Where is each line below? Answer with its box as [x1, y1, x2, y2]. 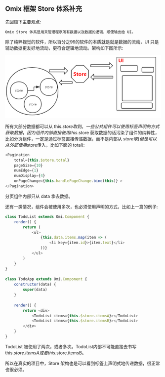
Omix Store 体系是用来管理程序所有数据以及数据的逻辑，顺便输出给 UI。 [5, 29, 136, 35]
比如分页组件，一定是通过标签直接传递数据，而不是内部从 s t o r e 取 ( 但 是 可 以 [5, 135, 157, 142]
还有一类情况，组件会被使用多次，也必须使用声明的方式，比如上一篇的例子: [5, 204, 158, 209]
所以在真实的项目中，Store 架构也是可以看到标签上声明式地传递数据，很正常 [5, 360, 160, 366]
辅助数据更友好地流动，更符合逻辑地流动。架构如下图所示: [5, 45, 124, 51]
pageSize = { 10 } [14, 163, 43, 168]
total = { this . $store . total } [14, 158, 70, 163]
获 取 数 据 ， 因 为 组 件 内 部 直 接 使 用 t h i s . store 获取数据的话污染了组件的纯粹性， [5, 129, 160, 135]
